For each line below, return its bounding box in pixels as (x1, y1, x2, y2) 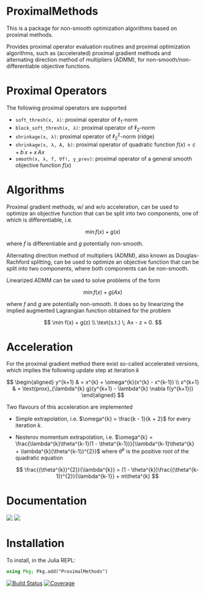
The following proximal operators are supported (6, 104, 127, 111)
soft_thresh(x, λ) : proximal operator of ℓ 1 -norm (15, 116, 138, 125)
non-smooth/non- (146, 56, 192, 63)
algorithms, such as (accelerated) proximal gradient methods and (6, 49, 171, 56)
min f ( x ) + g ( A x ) (83, 288, 122, 296)
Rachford (6, 258, 29, 266)
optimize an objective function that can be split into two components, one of (6, 209, 199, 217)
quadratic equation (15, 454, 63, 461)
